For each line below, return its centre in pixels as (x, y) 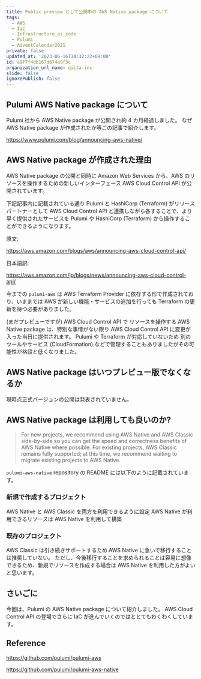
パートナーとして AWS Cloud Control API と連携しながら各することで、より (99, 211)
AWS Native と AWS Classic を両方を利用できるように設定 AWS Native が (97, 512)
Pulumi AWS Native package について (77, 105)
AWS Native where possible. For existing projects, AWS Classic (99, 447)
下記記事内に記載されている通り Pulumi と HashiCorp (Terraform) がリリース (100, 203)
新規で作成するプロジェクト (46, 497)
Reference (26, 643)
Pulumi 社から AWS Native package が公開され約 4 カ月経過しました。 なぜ (99, 120)
